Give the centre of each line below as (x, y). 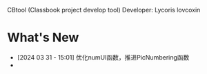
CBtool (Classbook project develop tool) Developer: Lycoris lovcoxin (104, 10)
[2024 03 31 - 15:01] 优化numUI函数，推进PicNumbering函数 (103, 57)
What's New (43, 38)
